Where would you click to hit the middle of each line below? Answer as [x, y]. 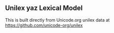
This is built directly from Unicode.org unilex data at [57, 20]
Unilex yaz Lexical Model [44, 8]
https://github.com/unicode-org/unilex [44, 25]
